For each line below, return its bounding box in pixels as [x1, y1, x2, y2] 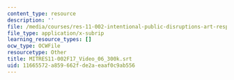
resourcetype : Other [7, 49, 68, 56]
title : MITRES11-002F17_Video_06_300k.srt [7, 56, 132, 63]
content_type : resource [7, 10, 77, 17]
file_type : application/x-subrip [7, 29, 104, 37]
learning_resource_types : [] [7, 36, 92, 43]
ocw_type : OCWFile [7, 42, 61, 49]
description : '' [7, 17, 54, 24]
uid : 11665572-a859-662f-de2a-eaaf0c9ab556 [7, 62, 136, 69]
